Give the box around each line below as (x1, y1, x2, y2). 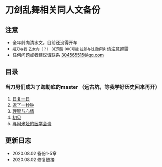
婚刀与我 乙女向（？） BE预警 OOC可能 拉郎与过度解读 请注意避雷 (12, 46, 129, 52)
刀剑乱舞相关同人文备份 (5, 4, 101, 16)
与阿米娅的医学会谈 (12, 120, 52, 126)
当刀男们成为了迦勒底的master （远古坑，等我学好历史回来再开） (5, 84, 161, 91)
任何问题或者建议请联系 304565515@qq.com (12, 52, 104, 58)
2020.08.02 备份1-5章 (12, 150, 57, 156)
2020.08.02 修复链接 (12, 156, 55, 163)
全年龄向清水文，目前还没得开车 (12, 40, 78, 45)
